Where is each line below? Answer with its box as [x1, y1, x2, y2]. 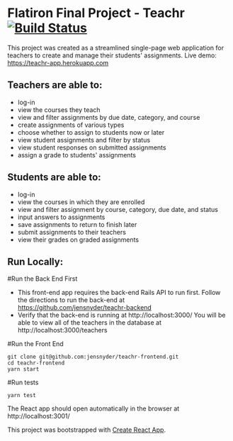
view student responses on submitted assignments [17, 143, 166, 152]
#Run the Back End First [7, 274, 78, 283]
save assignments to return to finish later [17, 220, 137, 228]
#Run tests [7, 378, 39, 387]
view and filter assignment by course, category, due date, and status [17, 205, 218, 213]
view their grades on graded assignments [17, 235, 140, 244]
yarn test [7, 392, 37, 399]
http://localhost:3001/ [7, 412, 71, 420]
